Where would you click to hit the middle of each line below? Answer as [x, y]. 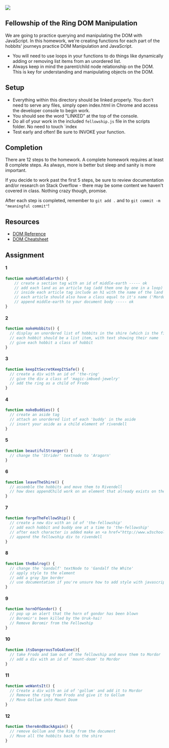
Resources [22, 222]
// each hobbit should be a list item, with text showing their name [84, 338]
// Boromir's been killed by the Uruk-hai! [56, 619]
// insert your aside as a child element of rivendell [68, 424]
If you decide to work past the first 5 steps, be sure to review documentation [84, 180]
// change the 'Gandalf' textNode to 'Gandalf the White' [72, 568]
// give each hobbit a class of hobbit [52, 343]
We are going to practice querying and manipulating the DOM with [74, 35]
